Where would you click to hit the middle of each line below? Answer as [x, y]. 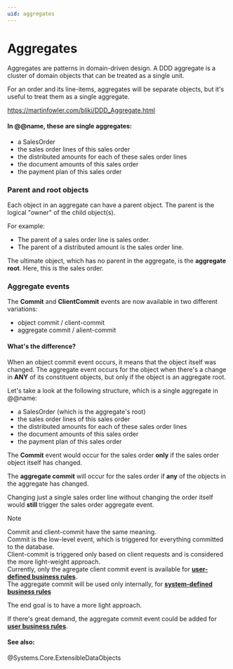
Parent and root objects [48, 190]
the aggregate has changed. [48, 483]
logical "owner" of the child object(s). [61, 213]
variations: [22, 309]
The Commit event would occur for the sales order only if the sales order [113, 455]
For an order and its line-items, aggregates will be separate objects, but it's [116, 89]
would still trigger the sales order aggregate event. [81, 504]
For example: [26, 226]
